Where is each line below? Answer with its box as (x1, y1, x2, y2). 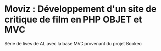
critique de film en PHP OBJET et (4, 14, 142, 25)
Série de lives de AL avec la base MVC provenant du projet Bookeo (4, 40, 142, 46)
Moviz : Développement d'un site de (4, 3, 157, 15)
